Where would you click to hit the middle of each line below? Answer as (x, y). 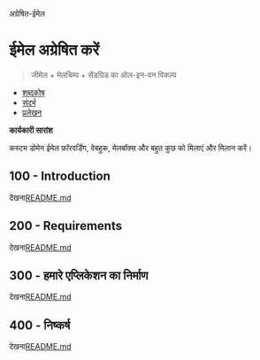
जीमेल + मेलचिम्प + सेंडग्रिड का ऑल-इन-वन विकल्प (103, 74)
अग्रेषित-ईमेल (27, 14)
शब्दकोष (33, 92)
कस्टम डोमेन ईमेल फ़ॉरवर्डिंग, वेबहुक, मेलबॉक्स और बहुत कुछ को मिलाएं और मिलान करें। (130, 148)
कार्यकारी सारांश (31, 130)
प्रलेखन (32, 112)
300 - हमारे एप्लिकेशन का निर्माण (79, 276)
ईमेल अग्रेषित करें (54, 50)
